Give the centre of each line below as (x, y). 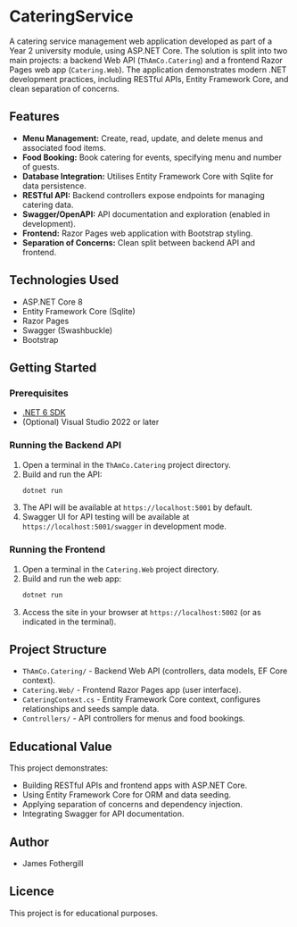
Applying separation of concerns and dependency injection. (132, 805)
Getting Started (53, 367)
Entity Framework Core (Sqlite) (78, 311)
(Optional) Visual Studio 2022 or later (91, 422)
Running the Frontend (57, 549)
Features (34, 117)
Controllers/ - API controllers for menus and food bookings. (133, 718)
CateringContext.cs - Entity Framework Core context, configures (141, 699)
